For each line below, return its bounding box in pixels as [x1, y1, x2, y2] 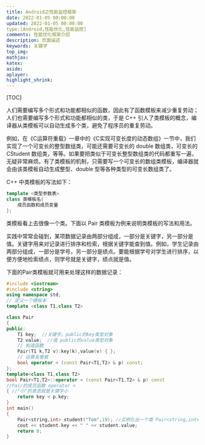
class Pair [6, 314, 34, 320]
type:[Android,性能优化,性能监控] [6, 26, 87, 32]
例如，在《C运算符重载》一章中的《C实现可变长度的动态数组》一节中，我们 [6, 135, 196, 142]
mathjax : [6, 54, 29, 61]
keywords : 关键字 [6, 43, 48, 50]
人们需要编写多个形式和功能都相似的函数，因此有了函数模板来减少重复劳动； [6, 106, 199, 114]
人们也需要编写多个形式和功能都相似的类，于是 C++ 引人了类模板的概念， [6, 114, 192, 122]
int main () [6, 405, 34, 411]
